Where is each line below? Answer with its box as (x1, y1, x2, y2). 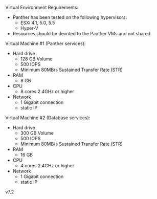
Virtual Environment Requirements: (5, 5, 79, 10)
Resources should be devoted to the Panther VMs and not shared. (12, 31, 152, 36)
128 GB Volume (20, 56, 53, 62)
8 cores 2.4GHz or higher (20, 89, 74, 94)
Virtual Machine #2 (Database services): (5, 115, 91, 121)
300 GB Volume (20, 130, 54, 136)
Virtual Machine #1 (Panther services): (5, 40, 86, 47)
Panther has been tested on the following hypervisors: (12, 14, 127, 20)
